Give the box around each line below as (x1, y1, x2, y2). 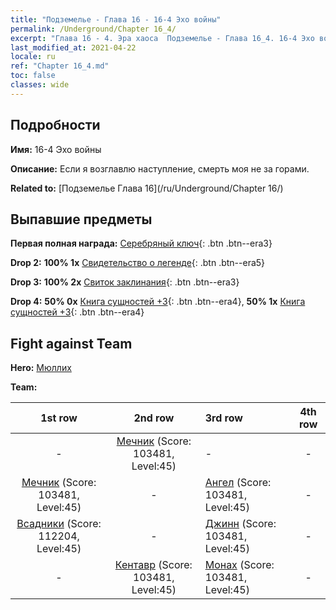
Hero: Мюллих (10, 362, 72, 374)
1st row (40, 411, 78, 425)
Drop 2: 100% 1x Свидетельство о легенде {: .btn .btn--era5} (10, 257, 266, 269)
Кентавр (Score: (114, 558, 193, 572)
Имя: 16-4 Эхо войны (10, 143, 102, 155)
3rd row (204, 411, 243, 425)
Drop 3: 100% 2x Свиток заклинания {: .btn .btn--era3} (10, 276, 240, 288)
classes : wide (10, 80, 70, 90)
